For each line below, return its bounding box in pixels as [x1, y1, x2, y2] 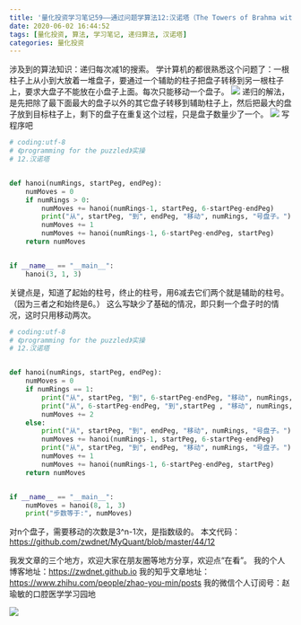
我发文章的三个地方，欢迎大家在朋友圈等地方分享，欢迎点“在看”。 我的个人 [9, 555, 286, 566]
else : [25, 418, 47, 427]
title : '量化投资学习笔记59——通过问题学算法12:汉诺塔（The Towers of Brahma [9, 13, 277, 22]
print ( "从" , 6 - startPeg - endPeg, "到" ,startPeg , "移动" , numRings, [41, 401, 293, 410]
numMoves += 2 [41, 409, 94, 418]
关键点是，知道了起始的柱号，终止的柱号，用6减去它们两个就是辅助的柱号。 [9, 286, 289, 297]
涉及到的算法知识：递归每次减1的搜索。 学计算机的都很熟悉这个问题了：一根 [9, 64, 289, 75]
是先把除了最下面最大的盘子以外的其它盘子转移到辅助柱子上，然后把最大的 [9, 98, 284, 109]
